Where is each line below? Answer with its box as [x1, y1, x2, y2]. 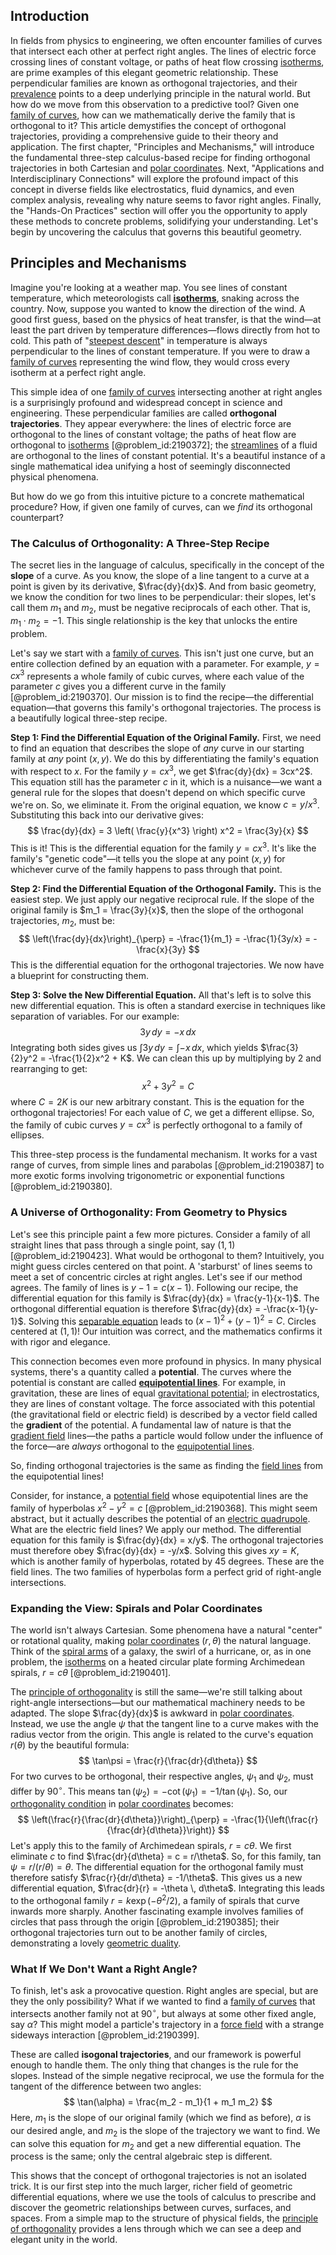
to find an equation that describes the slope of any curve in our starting [10, 742, 305, 754]
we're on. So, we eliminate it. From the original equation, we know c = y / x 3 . [10, 797, 320, 811]
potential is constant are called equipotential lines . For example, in [10, 1377, 286, 1389]
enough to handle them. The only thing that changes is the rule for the [10, 2059, 299, 2071]
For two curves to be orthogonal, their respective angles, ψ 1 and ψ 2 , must [10, 1770, 314, 1784]
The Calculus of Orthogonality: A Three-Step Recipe [10, 536, 270, 550]
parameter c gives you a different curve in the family [10, 680, 227, 693]
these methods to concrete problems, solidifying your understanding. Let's [10, 215, 319, 227]
